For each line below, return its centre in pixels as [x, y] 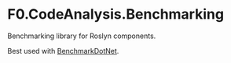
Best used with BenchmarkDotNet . [63, 51]
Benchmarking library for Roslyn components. [82, 36]
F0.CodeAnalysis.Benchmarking [116, 14]
